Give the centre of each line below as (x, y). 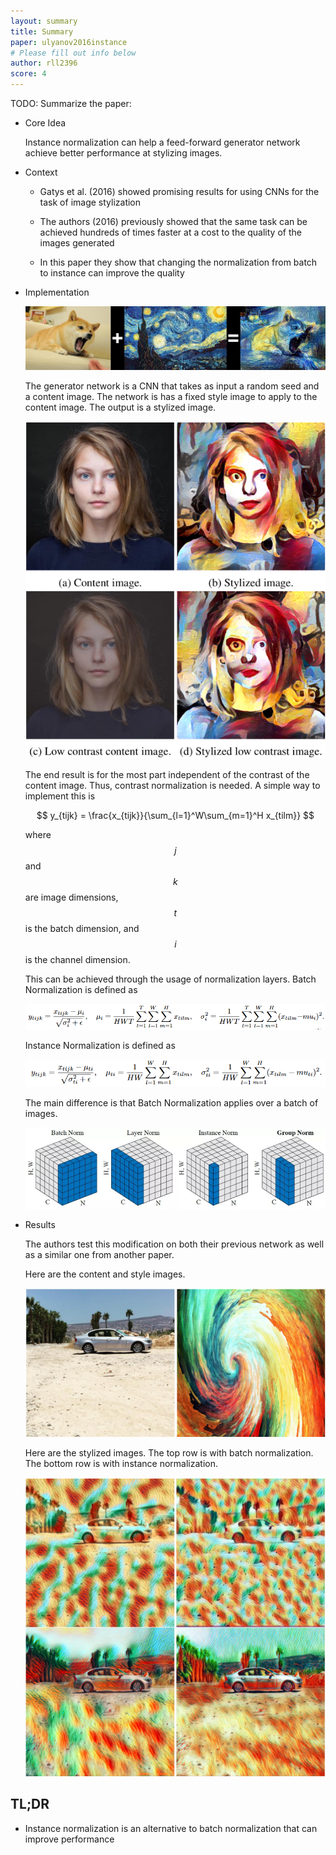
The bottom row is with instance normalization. (121, 1464)
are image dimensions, (71, 897)
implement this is (60, 796)
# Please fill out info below (73, 53)
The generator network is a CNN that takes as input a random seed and (172, 386)
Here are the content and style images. (105, 1274)
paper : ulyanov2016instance (69, 42)
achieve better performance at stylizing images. (123, 153)
